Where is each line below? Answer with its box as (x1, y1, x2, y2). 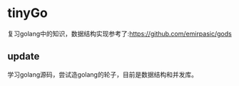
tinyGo (7, 5, 48, 21)
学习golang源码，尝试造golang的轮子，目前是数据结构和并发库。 (7, 70, 198, 79)
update (7, 50, 40, 63)
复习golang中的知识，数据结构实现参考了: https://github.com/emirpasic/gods (7, 29, 232, 38)
